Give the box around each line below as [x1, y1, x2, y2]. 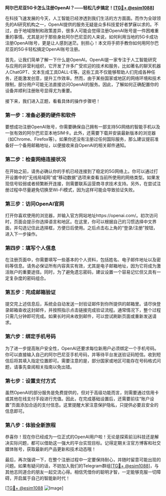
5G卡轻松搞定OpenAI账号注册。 [18, 46, 83, 52]
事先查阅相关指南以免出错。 [18, 363, 75, 370]
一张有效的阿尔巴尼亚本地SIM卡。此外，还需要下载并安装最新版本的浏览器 [5, 130, 156, 136]
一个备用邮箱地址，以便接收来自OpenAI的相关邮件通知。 [13, 142, 129, 148]
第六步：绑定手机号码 [5, 333, 56, 340]
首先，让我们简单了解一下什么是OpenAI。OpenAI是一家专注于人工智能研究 [5, 57, 157, 62]
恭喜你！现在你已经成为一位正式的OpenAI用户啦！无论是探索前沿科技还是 [5, 434, 155, 440]
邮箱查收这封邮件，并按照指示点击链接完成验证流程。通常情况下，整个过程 [9, 307, 161, 313]
